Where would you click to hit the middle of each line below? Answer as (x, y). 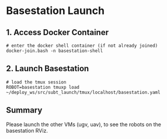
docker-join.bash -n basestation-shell (55, 51)
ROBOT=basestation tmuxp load (43, 87)
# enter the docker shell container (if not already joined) (82, 46)
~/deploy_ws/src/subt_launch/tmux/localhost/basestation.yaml (83, 92)
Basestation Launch (55, 11)
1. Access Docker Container (58, 32)
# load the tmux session (36, 82)
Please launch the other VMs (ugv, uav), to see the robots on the (84, 124)
